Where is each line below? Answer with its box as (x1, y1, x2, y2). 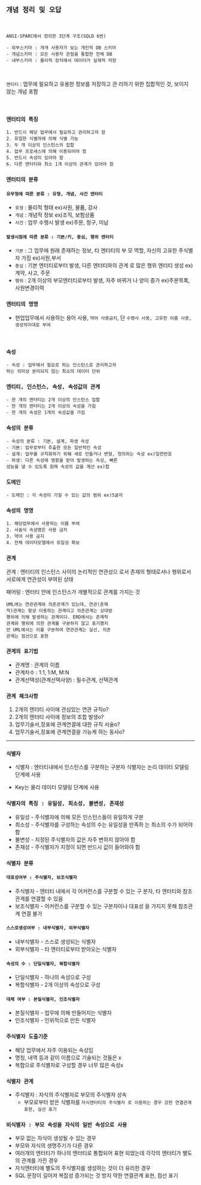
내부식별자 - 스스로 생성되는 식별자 (14, 938, 96, 946)
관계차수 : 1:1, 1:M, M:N (14, 669, 70, 676)
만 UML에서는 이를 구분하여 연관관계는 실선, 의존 (6, 627, 111, 633)
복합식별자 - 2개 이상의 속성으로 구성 (14, 981, 100, 989)
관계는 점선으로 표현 (6, 633, 49, 639)
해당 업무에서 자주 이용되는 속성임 (14, 1046, 94, 1053)
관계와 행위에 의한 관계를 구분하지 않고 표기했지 (6, 620, 109, 627)
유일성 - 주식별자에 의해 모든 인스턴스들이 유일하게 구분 (14, 813, 144, 821)
